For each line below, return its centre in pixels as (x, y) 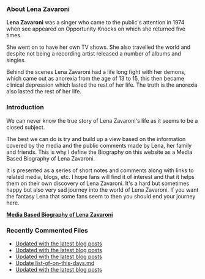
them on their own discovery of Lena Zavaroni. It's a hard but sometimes (98, 183)
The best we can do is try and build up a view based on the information (96, 139)
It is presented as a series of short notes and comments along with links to (100, 170)
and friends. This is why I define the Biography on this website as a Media (99, 152)
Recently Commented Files (47, 230)
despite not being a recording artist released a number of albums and (94, 54)
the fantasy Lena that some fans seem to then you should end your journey (101, 196)
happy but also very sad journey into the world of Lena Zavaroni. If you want (102, 190)
